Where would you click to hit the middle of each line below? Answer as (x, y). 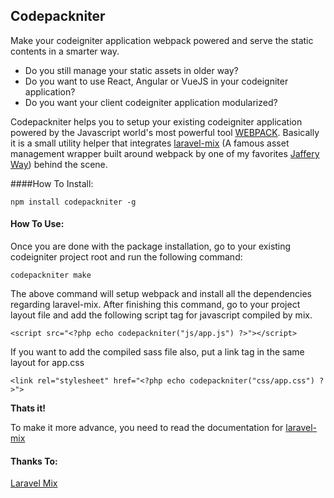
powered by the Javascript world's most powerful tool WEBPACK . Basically (165, 132)
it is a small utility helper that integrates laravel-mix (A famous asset (150, 143)
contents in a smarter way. (65, 51)
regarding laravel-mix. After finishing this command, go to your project (155, 305)
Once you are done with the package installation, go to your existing (151, 246)
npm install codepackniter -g (73, 202)
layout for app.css (47, 363)
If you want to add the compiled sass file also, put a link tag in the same (157, 352)
